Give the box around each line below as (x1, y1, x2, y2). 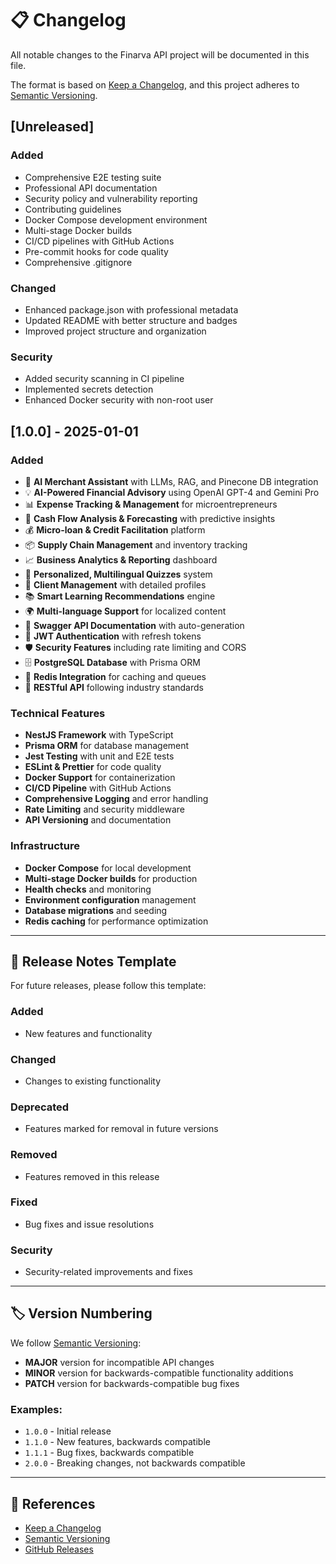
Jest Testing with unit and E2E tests (24, 750, 175, 762)
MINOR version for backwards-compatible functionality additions (24, 1367, 294, 1379)
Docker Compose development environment (24, 213, 208, 226)
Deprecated (10, 1100, 70, 1114)
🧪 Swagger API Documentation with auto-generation (24, 619, 245, 631)
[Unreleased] (10, 118, 95, 136)
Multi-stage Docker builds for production (24, 872, 198, 884)
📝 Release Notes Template (10, 953, 177, 970)
